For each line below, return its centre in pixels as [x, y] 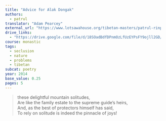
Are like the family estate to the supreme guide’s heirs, [72, 102]
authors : [14, 14]
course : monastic [23, 42]
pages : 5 [14, 83]
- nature [19, 56]
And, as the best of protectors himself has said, [65, 108]
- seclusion [22, 51]
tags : [11, 46]
